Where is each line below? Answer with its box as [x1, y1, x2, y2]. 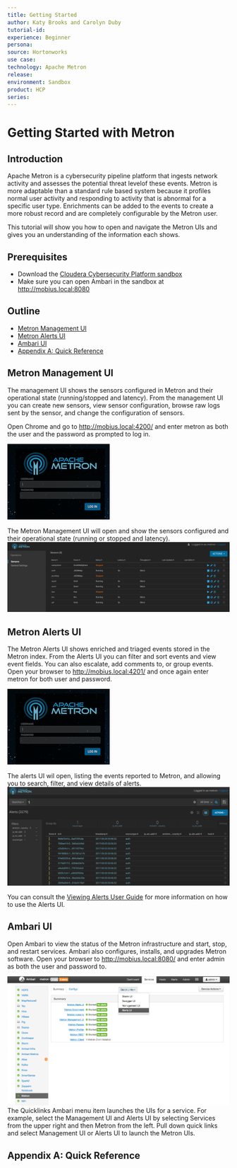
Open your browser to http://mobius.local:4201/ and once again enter [7, 667, 209, 676]
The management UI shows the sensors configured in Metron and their [7, 386, 214, 394]
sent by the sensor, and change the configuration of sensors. [7, 408, 185, 417]
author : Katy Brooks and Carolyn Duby [7, 18, 121, 26]
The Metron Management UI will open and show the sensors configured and [7, 526, 229, 535]
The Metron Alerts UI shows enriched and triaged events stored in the [7, 644, 210, 653]
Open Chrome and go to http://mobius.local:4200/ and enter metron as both [7, 422, 229, 431]
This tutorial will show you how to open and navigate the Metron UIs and [7, 223, 217, 231]
